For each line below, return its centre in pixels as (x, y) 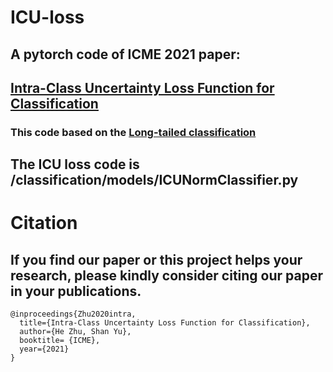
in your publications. (76, 291)
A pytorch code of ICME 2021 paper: (125, 54)
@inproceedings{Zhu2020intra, (73, 314)
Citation (44, 223)
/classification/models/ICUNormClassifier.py (154, 180)
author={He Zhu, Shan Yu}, (75, 332)
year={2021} (44, 349)
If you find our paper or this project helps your (156, 259)
